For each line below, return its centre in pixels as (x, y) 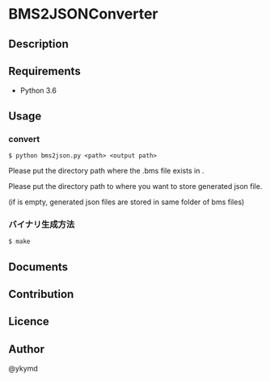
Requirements (44, 71)
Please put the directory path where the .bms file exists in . (106, 171)
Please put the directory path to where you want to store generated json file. (135, 186)
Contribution (41, 294)
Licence (29, 322)
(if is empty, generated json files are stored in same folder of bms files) (127, 202)
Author (26, 349)
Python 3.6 (38, 90)
